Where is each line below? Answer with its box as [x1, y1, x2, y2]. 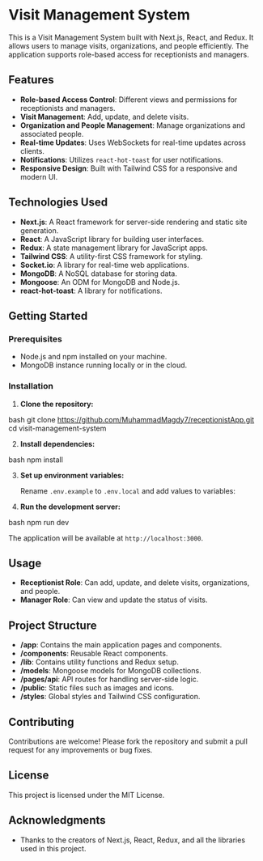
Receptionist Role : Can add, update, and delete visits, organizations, [19, 578, 250, 587]
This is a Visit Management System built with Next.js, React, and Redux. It [8, 32, 254, 42]
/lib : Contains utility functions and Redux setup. [19, 657, 180, 667]
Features [8, 73, 54, 87]
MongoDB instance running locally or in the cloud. [19, 360, 188, 370]
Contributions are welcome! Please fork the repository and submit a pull [8, 736, 248, 746]
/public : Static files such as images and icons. [19, 683, 175, 693]
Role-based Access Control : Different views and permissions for [19, 95, 238, 104]
